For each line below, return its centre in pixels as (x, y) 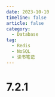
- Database (25, 35)
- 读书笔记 (23, 57)
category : (19, 29)
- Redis (21, 46)
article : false (25, 23)
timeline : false (26, 18)
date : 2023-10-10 (28, 12)
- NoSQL (21, 52)
